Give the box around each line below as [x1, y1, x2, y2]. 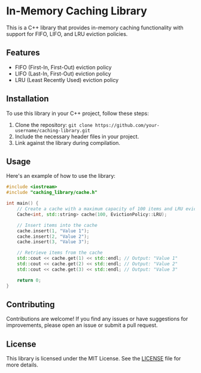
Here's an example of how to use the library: [6, 172, 115, 180]
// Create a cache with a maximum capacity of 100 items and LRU [17, 206, 184, 212]
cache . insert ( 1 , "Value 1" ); [17, 228, 90, 234]
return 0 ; [17, 277, 42, 283]
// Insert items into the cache [17, 222, 98, 228]
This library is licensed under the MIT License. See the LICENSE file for [6, 355, 181, 362]
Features [6, 48, 40, 58]
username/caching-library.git [14, 128, 91, 134]
